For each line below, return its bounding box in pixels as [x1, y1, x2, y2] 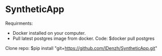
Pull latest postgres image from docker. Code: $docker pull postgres [12, 35, 155, 41]
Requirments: [5, 20, 33, 26]
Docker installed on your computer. [12, 30, 86, 36]
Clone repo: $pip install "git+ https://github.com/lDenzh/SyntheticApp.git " [5, 45, 157, 51]
